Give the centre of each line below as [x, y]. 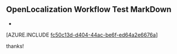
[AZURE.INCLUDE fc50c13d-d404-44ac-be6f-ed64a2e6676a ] [82, 35]
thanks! [15, 46]
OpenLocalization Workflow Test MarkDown [89, 10]
